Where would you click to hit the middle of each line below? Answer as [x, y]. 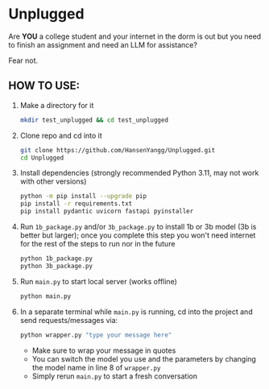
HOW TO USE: [44, 86]
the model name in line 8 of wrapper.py [96, 367]
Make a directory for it [57, 105]
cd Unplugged [42, 158]
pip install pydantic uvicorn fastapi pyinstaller [107, 211]
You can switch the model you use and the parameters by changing [144, 358]
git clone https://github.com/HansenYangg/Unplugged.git [118, 150]
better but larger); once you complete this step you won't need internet [138, 235]
